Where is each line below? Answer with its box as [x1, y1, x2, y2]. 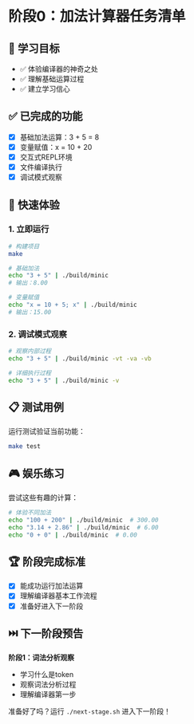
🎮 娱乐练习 [8, 466, 65, 480]
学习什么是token [19, 670, 74, 679]
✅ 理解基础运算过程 [19, 74, 85, 84]
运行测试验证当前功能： [8, 427, 85, 436]
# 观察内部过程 [8, 348, 52, 356]
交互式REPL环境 [19, 152, 73, 162]
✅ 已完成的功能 [8, 109, 83, 124]
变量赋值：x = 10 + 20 [19, 142, 93, 151]
